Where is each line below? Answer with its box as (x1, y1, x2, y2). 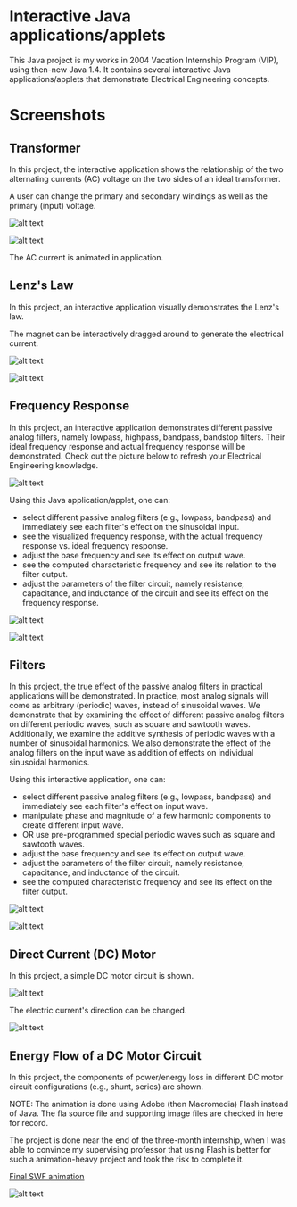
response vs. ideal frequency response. (21, 540, 169, 550)
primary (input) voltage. (9, 200, 96, 211)
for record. (9, 1118, 49, 1128)
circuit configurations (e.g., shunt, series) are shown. (9, 1081, 203, 1092)
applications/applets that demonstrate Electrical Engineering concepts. (9, 73, 270, 84)
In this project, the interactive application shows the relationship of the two (9, 163, 284, 175)
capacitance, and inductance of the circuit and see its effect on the (21, 587, 269, 599)
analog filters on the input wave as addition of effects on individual (9, 748, 254, 758)
